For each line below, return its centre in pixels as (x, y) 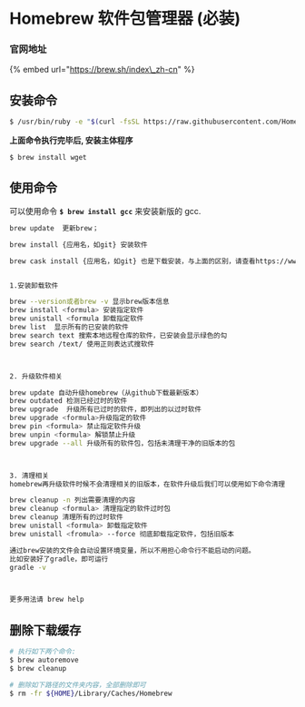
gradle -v (28, 567)
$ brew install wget (49, 158)
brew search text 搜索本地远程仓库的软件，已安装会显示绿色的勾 (118, 335)
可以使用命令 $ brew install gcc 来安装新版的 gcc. (105, 211)
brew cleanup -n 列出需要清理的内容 (73, 500)
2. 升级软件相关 (36, 376)
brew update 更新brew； (54, 228)
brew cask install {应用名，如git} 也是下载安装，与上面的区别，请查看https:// (149, 261)
